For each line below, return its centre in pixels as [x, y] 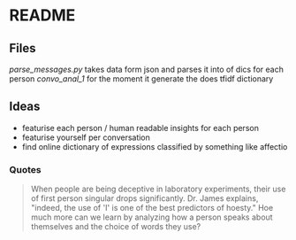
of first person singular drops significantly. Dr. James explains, [144, 198]
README [42, 15]
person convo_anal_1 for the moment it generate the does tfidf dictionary [141, 79]
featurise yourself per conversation [86, 137]
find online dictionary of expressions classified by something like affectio [155, 146]
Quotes [25, 169]
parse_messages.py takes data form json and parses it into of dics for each [147, 69]
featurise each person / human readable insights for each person [140, 128]
